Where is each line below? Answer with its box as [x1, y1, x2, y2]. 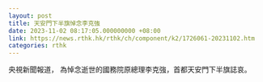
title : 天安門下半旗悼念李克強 [8, 19, 100, 27]
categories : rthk [8, 42, 67, 50]
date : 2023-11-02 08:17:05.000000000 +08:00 [8, 27, 161, 35]
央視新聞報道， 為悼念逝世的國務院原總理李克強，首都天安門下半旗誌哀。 [8, 65, 252, 75]
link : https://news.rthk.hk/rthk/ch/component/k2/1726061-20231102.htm [8, 34, 255, 43]
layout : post [8, 11, 53, 20]
